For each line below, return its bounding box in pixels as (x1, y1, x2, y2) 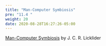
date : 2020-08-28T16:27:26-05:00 (5, 21, 76, 26)
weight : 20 (5, 16, 28, 21)
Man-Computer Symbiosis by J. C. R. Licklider (5, 35, 101, 41)
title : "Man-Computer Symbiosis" (5, 7, 76, 12)
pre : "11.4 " (5, 12, 33, 17)
